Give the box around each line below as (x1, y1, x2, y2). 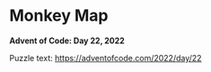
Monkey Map (9, 5, 109, 26)
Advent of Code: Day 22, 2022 (9, 35, 126, 46)
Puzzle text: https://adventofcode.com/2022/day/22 (9, 52, 202, 63)
